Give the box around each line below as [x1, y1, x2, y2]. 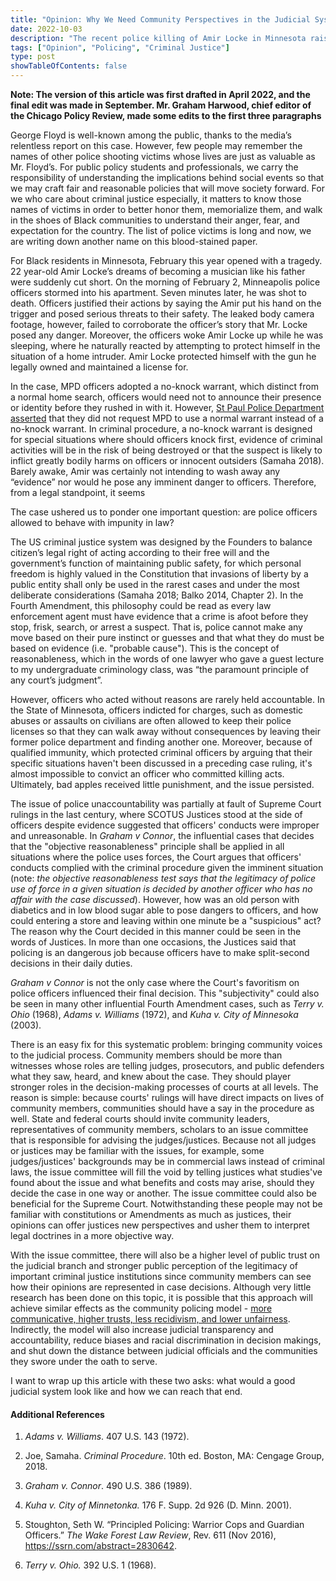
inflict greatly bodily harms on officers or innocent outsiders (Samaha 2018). [10, 455, 325, 466]
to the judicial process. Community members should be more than [10, 1049, 283, 1061]
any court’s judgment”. [10, 674, 103, 686]
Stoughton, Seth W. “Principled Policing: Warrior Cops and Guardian [24, 1519, 305, 1531]
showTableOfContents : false [10, 61, 128, 71]
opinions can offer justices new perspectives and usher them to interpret [10, 1219, 310, 1231]
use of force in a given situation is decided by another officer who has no [10, 883, 313, 895]
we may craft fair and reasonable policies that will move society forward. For [10, 182, 325, 194]
